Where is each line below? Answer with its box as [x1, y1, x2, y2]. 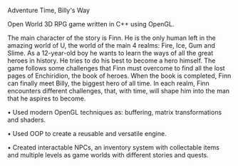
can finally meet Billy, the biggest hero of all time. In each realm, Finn [7, 79, 210, 88]
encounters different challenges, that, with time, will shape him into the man [7, 87, 230, 95]
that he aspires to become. [7, 94, 86, 103]
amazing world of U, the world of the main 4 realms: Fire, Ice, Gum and [7, 41, 216, 49]
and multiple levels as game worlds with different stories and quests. [7, 151, 209, 159]
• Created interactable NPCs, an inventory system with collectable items [7, 143, 219, 152]
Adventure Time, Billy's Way [7, 6, 90, 14]
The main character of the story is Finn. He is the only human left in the [7, 33, 216, 42]
